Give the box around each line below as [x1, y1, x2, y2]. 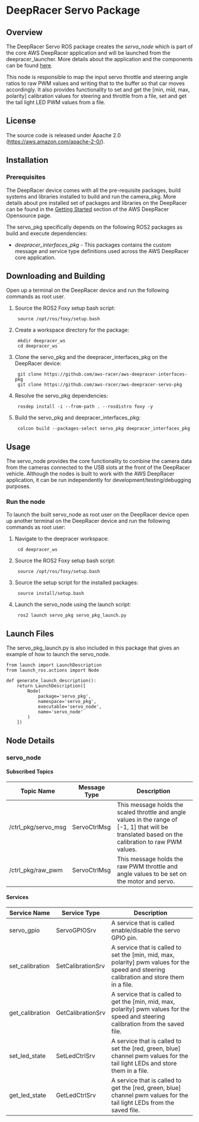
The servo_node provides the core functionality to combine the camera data [6, 458, 192, 465]
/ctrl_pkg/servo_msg [9, 822, 67, 831]
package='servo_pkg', [37, 694, 92, 699]
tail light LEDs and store [111, 1059, 177, 1067]
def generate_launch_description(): [6, 678, 97, 684]
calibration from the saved [111, 1020, 185, 1028]
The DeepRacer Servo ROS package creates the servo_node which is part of [6, 43, 193, 50]
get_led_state [9, 1091, 46, 1099]
